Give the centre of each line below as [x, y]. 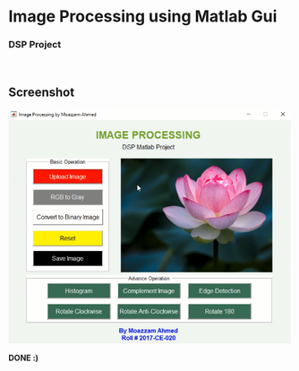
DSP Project [35, 45]
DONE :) [24, 358]
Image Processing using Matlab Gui [143, 17]
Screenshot [42, 92]
